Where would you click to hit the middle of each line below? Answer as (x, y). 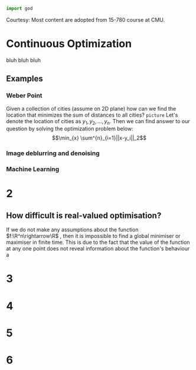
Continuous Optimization (69, 44)
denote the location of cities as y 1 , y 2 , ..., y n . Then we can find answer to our (98, 122)
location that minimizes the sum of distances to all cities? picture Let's (92, 115)
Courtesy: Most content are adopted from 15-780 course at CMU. (86, 20)
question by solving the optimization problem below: (70, 129)
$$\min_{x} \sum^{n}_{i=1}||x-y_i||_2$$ (99, 138)
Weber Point (24, 96)
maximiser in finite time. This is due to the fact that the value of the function (98, 242)
